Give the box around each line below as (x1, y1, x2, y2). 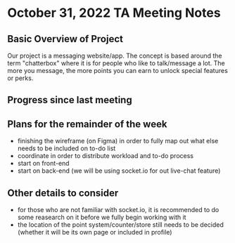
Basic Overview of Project (7, 33, 123, 45)
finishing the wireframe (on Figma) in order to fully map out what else (17, 137, 219, 145)
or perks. (7, 74, 34, 82)
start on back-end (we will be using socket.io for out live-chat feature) (17, 166, 221, 175)
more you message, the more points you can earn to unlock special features (7, 67, 229, 74)
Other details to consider (7, 187, 119, 199)
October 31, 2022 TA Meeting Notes (7, 5, 221, 21)
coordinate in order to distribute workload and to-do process (17, 152, 193, 160)
